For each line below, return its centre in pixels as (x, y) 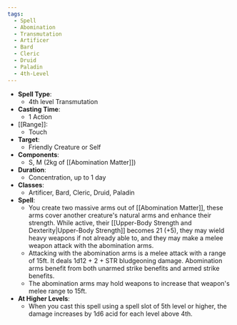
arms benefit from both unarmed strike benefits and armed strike (124, 268)
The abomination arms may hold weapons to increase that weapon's (129, 283)
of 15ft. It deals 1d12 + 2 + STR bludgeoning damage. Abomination (125, 260)
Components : (38, 155)
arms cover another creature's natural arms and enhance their (120, 215)
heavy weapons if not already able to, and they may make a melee (126, 238)
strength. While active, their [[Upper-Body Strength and (110, 222)
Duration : (32, 170)
